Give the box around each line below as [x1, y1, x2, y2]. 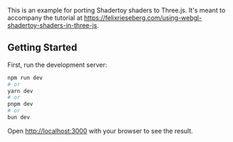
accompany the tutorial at [7, 13, 83, 22]
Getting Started [7, 42, 78, 54]
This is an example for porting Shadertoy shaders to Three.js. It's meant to [7, 6, 226, 14]
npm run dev [7, 74, 43, 81]
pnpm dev [7, 101, 33, 108]
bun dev [7, 114, 31, 121]
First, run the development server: [7, 60, 108, 69]
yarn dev [7, 87, 33, 94]
